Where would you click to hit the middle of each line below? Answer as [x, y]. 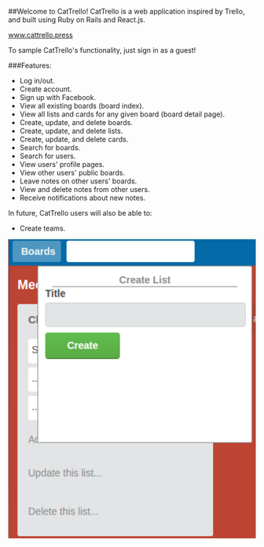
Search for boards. [50, 148]
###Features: [30, 65]
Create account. [46, 89]
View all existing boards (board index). [82, 106]
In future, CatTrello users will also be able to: [80, 213]
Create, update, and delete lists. [71, 131]
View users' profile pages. [62, 164]
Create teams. [42, 228]
